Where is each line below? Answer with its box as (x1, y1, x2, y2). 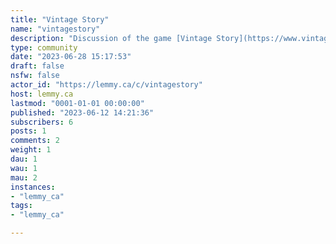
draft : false (10, 61, 65, 71)
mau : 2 (10, 172, 38, 183)
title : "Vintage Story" (10, 14, 110, 25)
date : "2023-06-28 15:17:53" (10, 52, 132, 62)
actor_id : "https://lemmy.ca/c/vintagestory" (10, 80, 203, 90)
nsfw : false (10, 71, 60, 81)
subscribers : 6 (10, 117, 74, 127)
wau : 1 (10, 163, 38, 173)
